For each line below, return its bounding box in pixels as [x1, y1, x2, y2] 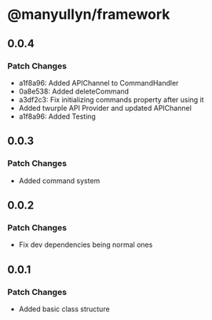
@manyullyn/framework [7, 6, 170, 24]
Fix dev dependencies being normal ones [18, 240, 153, 249]
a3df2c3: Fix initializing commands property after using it [18, 94, 205, 104]
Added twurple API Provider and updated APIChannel [18, 103, 192, 112]
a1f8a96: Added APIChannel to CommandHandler [18, 78, 179, 87]
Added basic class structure [18, 304, 111, 314]
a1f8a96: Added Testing [18, 112, 96, 121]
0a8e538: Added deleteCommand [18, 86, 130, 96]
